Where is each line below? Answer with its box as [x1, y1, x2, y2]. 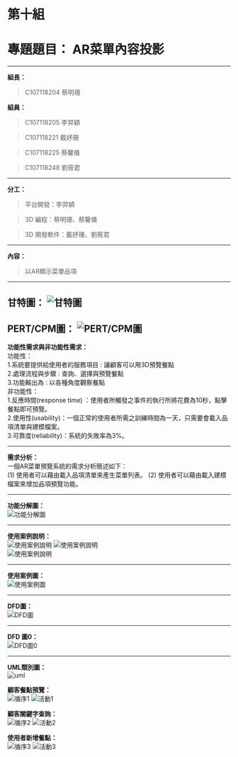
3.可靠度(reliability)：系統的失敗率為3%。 [7, 432, 129, 440]
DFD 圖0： [7, 632, 39, 641]
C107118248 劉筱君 [24, 164, 81, 172]
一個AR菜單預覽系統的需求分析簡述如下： [7, 462, 127, 471]
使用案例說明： [7, 532, 51, 541]
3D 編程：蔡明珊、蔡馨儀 [24, 215, 98, 224]
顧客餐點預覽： [7, 685, 51, 695]
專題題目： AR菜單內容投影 [7, 42, 164, 57]
